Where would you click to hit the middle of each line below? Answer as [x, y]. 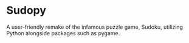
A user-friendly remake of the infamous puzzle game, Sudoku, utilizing [95, 27]
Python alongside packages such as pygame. [63, 33]
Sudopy [26, 10]
